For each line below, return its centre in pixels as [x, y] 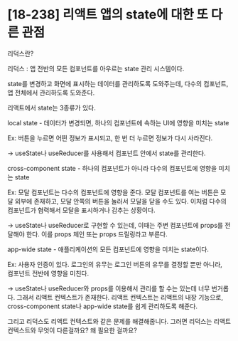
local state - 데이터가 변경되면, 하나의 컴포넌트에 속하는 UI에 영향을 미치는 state [118, 122]
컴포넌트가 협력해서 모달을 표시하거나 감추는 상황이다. [81, 210]
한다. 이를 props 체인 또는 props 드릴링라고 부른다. [97, 234]
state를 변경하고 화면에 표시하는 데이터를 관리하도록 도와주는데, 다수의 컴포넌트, [118, 83]
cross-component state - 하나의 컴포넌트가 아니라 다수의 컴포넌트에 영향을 [112, 168]
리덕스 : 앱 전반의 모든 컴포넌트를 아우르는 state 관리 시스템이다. [96, 68]
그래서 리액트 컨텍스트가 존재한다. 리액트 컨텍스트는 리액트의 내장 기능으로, [120, 297]
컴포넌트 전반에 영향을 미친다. [48, 273]
